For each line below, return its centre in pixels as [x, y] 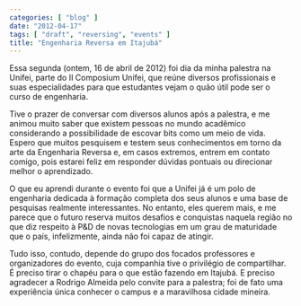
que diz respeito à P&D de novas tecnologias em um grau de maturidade [143, 227]
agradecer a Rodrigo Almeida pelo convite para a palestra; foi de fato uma [146, 283]
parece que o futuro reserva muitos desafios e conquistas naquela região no [151, 217]
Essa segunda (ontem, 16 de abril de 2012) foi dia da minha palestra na [140, 68]
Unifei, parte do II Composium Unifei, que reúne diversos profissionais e [142, 78]
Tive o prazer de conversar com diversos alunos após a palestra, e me [140, 114]
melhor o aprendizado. [51, 171]
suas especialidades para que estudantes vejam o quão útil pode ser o [140, 87]
